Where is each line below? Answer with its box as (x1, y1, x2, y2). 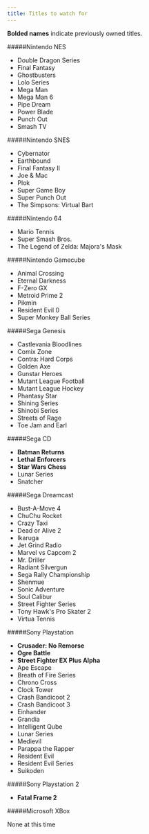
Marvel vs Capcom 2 (17, 548, 77, 556)
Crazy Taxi (17, 519, 48, 527)
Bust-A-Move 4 (17, 504, 61, 513)
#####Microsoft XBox (7, 806, 70, 815)
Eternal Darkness (17, 276, 67, 285)
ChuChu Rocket (17, 511, 62, 520)
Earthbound (17, 157, 51, 165)
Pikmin (17, 299, 37, 307)
